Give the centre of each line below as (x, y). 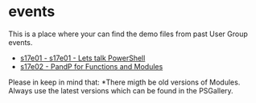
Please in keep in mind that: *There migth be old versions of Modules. (124, 82)
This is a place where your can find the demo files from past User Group (128, 34)
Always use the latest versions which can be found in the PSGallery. (121, 90)
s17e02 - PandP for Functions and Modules (91, 66)
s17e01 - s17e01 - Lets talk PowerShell (83, 58)
